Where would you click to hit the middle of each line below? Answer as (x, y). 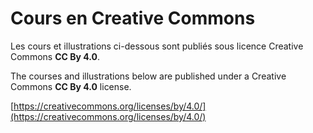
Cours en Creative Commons (133, 18)
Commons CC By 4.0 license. (71, 86)
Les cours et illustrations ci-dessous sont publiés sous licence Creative (157, 46)
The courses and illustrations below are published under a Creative (148, 76)
